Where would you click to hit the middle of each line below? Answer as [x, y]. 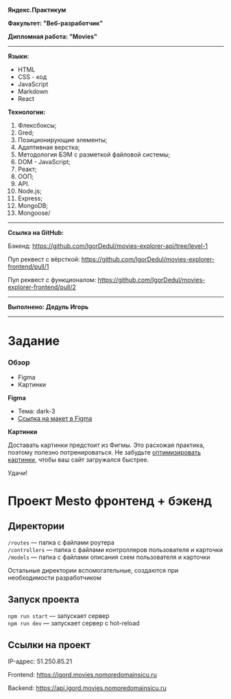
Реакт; [27, 169]
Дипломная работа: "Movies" [53, 36]
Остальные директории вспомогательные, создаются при [93, 571]
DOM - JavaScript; [44, 162]
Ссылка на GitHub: [36, 232]
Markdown [33, 91]
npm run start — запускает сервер [59, 616]
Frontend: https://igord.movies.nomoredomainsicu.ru [82, 675]
